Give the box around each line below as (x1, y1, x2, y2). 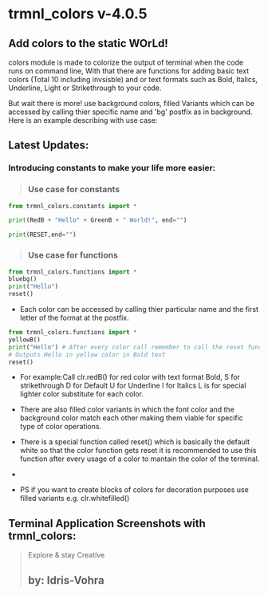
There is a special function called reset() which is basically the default (19, 437, 250, 447)
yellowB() (8, 336, 41, 344)
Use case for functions (27, 250, 118, 261)
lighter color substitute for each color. (19, 389, 144, 399)
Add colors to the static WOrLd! (8, 37, 169, 50)
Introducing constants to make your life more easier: (8, 163, 216, 174)
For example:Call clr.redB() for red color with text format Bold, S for (19, 372, 241, 382)
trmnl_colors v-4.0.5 (8, 5, 148, 23)
